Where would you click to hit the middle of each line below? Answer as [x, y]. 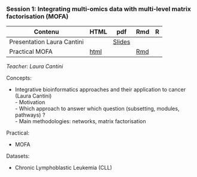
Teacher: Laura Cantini [35, 66]
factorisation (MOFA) [37, 16]
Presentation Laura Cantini [46, 42]
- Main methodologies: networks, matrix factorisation [80, 121]
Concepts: [19, 78]
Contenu [46, 32]
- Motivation [30, 102]
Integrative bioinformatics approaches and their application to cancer [100, 90]
